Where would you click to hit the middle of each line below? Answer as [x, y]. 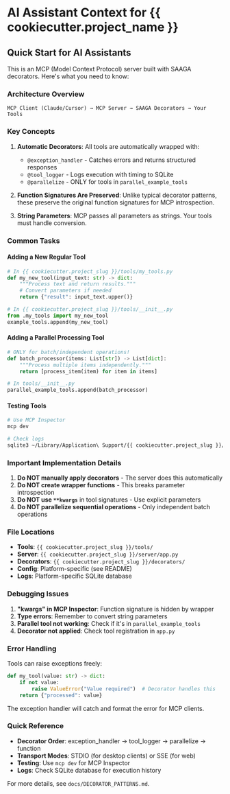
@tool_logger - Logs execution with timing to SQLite [100, 174]
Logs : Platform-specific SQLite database [74, 576]
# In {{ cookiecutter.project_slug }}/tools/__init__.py [90, 310]
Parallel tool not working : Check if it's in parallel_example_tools [108, 623]
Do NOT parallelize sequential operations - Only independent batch [114, 507]
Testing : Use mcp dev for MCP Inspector [74, 762]
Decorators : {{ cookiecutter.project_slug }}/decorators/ [101, 561]
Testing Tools [27, 406]
